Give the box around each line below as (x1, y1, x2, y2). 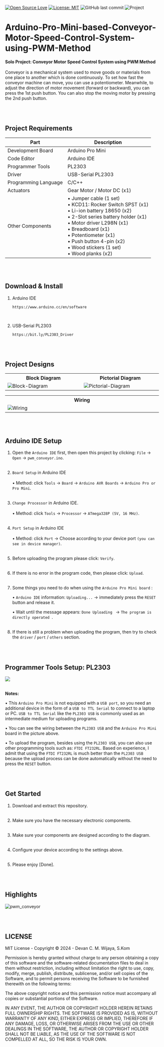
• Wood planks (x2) (67, 250, 113, 257)
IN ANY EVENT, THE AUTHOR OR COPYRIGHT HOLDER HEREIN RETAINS (5, 1005, 153, 1011)
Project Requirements (5, 124, 73, 132)
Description (94, 139, 122, 146)
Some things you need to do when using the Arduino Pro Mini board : (12, 585, 153, 591)
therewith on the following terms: (5, 981, 72, 987)
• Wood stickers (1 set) (67, 244, 121, 251)
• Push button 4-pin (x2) (67, 238, 125, 245)
